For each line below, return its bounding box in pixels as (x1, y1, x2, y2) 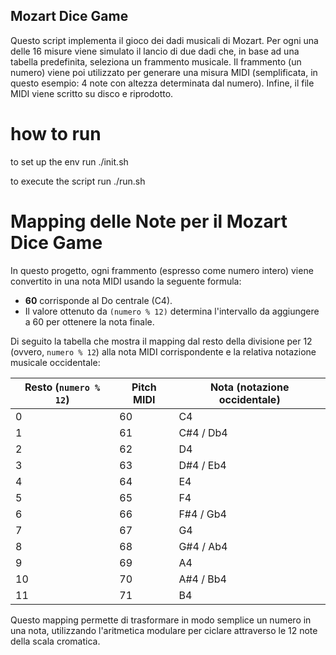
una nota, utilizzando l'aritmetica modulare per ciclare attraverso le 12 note (10, 624, 318, 636)
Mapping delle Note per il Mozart (10, 210, 288, 233)
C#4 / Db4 (178, 425, 228, 439)
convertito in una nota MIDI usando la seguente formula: (10, 275, 242, 287)
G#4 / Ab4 (178, 539, 228, 553)
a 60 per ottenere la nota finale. (24, 315, 155, 328)
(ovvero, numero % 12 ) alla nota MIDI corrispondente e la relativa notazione (10, 345, 317, 358)
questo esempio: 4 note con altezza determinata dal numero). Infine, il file (10, 77, 315, 89)
